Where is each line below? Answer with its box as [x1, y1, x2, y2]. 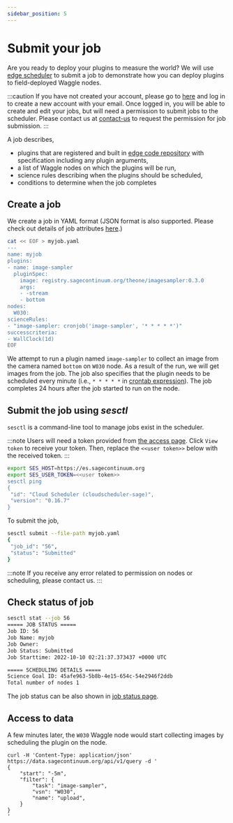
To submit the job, [7, 516, 59, 525]
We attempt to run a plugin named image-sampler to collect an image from [7, 354, 219, 363]
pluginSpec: [13, 270, 49, 277]
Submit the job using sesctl [7, 405, 128, 416]
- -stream [20, 290, 49, 297]
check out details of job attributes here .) [7, 224, 123, 233]
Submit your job [7, 40, 101, 56]
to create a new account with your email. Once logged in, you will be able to [7, 99, 225, 108]
